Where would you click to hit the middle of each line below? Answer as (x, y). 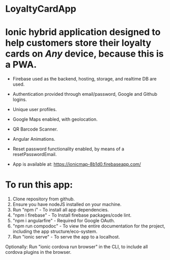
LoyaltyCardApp (41, 9)
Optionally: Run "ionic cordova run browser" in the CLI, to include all (77, 247)
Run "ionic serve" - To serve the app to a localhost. (66, 237)
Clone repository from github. (44, 199)
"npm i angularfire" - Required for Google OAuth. (64, 221)
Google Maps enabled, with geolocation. (55, 119)
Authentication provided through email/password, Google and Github (85, 94)
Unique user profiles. (35, 110)
